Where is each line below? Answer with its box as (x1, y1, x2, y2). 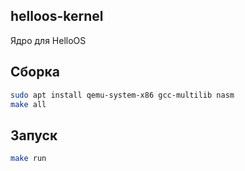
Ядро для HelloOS (10, 34, 87, 46)
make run (10, 154, 47, 164)
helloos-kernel (10, 8, 104, 25)
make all (10, 99, 47, 109)
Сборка (10, 64, 60, 81)
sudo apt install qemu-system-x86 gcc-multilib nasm (10, 90, 235, 100)
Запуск (10, 127, 58, 144)
